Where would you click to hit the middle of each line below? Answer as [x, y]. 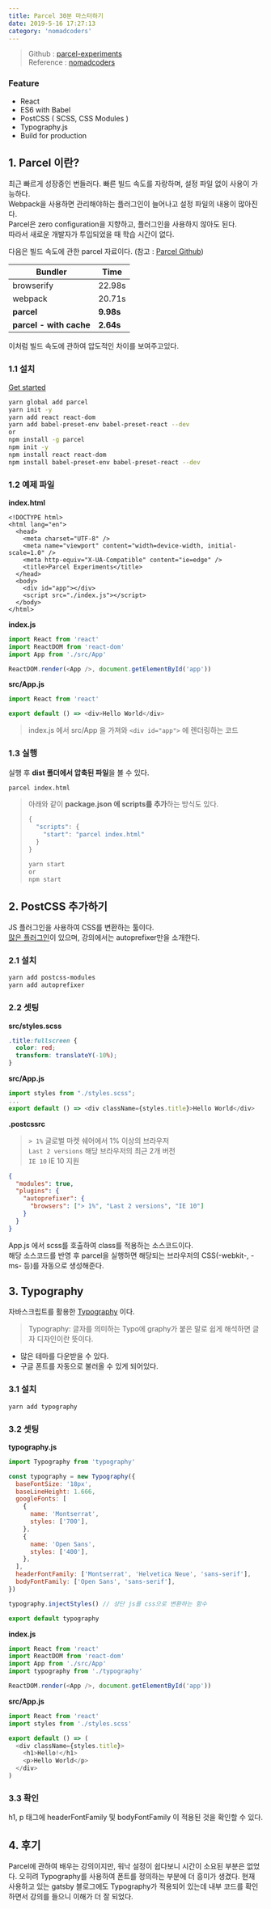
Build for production [53, 135]
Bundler [51, 272]
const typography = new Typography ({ [72, 1476]
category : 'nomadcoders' [50, 31]
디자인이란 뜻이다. [65, 1339]
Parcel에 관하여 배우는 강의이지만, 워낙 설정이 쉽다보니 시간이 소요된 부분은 [127, 1866]
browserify [33, 286]
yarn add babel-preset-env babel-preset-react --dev [99, 425]
